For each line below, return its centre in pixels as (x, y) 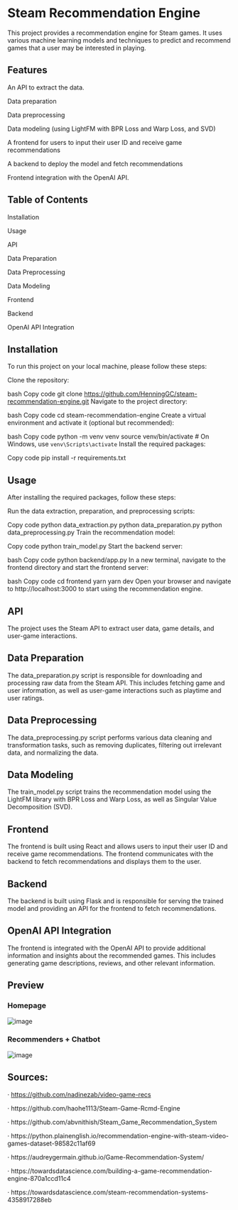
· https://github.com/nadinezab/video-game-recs (79, 1094)
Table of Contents (48, 200)
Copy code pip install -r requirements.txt (67, 458)
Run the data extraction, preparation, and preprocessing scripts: (101, 511)
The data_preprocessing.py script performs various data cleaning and (110, 738)
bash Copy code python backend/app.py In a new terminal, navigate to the (117, 560)
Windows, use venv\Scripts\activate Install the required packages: (107, 444)
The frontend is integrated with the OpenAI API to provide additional (107, 948)
